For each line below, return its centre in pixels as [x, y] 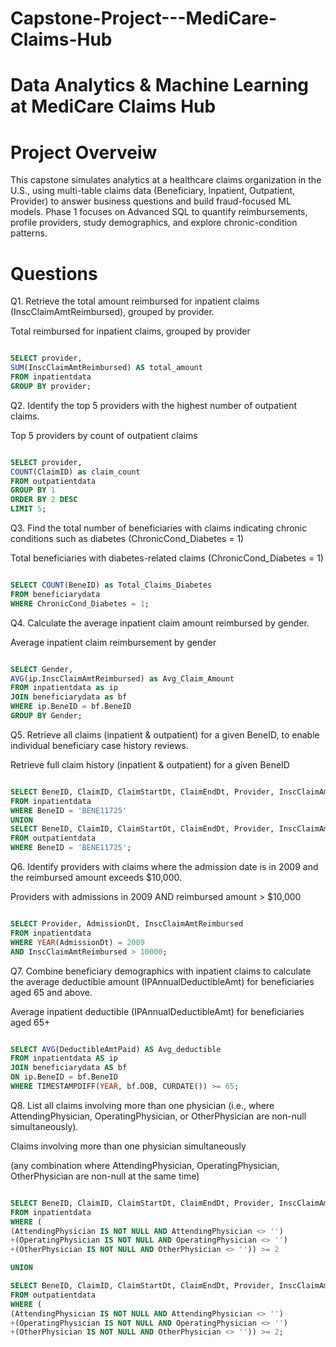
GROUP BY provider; [51, 386]
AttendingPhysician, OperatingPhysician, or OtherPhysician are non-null [158, 1116]
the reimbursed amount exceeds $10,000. [96, 877]
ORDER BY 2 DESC [44, 500]
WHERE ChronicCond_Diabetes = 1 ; [80, 603]
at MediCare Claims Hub [113, 106]
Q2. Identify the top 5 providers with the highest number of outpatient [154, 405]
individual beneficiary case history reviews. [99, 745]
